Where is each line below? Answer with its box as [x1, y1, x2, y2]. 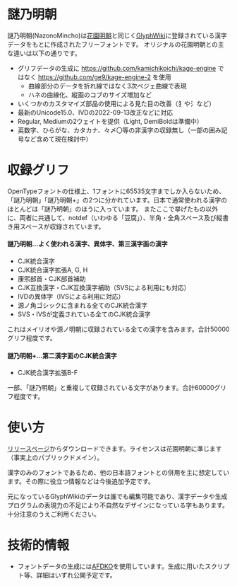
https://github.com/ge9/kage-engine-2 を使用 [37, 72, 171, 81]
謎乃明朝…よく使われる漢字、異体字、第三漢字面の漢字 [7, 240, 168, 248]
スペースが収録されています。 [19, 222, 105, 231]
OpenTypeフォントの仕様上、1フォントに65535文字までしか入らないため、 [7, 187, 226, 195]
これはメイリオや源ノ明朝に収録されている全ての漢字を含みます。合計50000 [7, 325, 230, 333]
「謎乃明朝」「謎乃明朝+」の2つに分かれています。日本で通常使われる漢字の [7, 195, 228, 204]
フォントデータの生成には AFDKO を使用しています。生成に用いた [17, 562, 205, 570]
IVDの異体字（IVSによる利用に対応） [17, 292, 125, 301]
